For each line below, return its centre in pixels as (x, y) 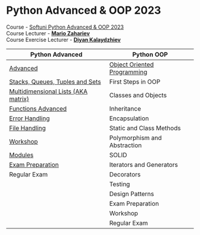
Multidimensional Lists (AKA (49, 91)
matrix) (19, 99)
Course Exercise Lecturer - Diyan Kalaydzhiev (63, 39)
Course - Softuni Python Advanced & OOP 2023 (65, 27)
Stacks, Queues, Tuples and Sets (55, 81)
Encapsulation (129, 118)
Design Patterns (132, 194)
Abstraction (126, 145)
